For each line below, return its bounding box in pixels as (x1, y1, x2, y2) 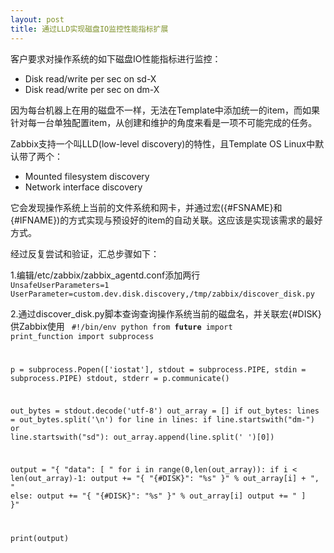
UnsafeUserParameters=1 (10, 280, 110, 290)
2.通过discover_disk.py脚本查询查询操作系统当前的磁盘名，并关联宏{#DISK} (10, 307, 322, 320)
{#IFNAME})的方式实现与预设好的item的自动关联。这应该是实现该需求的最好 (10, 214, 323, 226)
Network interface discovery (24, 181, 143, 193)
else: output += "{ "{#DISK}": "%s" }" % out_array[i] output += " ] (10, 491, 307, 501)
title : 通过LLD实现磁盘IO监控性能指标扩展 (10, 24, 169, 34)
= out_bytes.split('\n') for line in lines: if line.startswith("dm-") (10, 415, 315, 425)
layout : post (10, 14, 65, 25)
